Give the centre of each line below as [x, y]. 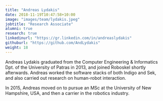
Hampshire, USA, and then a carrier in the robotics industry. [67, 93]
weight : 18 [17, 47]
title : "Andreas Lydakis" [32, 10]
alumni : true [19, 29]
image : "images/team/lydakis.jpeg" [43, 19]
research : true [21, 33]
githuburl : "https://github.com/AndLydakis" [53, 43]
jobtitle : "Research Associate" [39, 24]
